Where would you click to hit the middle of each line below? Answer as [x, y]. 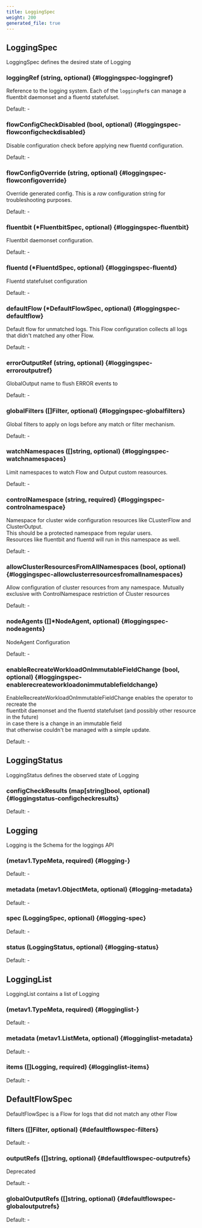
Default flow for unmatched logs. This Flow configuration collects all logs [97, 329]
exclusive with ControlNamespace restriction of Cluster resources [88, 594]
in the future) [23, 717]
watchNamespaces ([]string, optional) [63, 451]
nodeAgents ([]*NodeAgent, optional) [63, 621]
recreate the [21, 704]
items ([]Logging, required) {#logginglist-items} [78, 1067]
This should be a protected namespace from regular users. [79, 533]
